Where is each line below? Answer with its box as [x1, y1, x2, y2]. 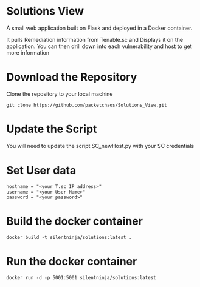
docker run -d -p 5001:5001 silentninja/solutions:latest [6, 274, 156, 280]
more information [6, 49, 50, 56]
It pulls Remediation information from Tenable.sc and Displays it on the [6, 36, 184, 43]
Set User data [6, 164, 77, 177]
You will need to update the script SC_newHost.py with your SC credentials [6, 142, 195, 149]
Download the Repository [6, 70, 137, 84]
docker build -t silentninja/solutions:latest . [6, 234, 132, 240]
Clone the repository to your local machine [6, 90, 114, 98]
